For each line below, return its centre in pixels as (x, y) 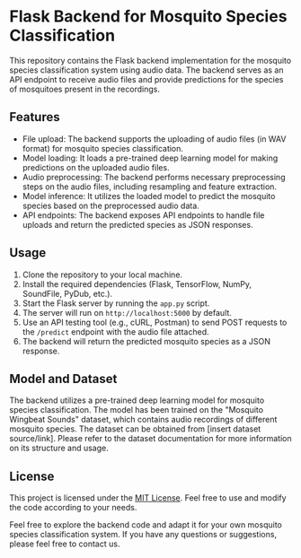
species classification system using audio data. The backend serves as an (146, 70)
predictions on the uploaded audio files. (96, 167)
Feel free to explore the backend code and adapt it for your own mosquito (146, 525)
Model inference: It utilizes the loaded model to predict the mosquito (149, 196)
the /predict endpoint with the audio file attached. (115, 331)
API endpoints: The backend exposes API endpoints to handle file (143, 215)
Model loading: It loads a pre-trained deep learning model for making (150, 158)
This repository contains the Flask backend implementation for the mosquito (150, 60)
